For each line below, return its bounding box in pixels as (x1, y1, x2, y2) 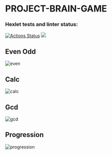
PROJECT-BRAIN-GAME (5, 3, 107, 14)
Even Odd (5, 47, 36, 55)
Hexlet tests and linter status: (5, 21, 78, 28)
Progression (5, 130, 44, 139)
